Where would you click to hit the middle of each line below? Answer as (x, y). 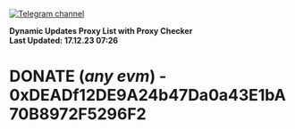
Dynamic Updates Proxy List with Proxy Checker (101, 31)
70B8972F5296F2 (78, 114)
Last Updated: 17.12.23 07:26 (64, 40)
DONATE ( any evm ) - (88, 77)
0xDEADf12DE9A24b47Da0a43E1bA (147, 96)
